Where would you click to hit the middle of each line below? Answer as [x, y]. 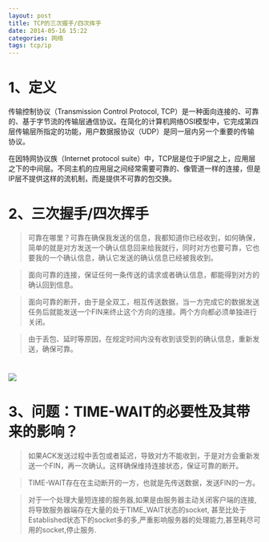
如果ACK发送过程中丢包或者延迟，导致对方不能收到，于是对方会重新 [141, 456]
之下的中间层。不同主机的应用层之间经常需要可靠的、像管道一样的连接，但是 [134, 168]
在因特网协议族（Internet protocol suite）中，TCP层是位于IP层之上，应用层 [132, 159]
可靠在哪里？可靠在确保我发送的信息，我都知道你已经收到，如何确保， [144, 238]
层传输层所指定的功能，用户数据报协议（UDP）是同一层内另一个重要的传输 [131, 131]
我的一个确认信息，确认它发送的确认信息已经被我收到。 [126, 258]
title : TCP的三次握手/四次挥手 [55, 23]
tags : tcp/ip [30, 46]
